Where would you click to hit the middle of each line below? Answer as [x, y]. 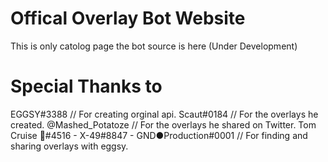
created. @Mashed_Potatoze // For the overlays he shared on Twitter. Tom [163, 124]
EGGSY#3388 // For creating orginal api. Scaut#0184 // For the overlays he [164, 114]
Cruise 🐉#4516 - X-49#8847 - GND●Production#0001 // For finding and [159, 135]
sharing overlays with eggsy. [69, 146]
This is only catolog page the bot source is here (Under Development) [154, 46]
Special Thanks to [86, 86]
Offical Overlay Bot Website [128, 18]
